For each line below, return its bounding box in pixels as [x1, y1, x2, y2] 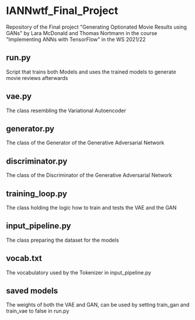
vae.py [6, 92, 32, 102]
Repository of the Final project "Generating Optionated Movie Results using [6, 23, 187, 30]
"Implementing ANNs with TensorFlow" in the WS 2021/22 [6, 36, 146, 43]
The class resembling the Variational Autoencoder [6, 107, 127, 114]
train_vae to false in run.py [6, 308, 69, 315]
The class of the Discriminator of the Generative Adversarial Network [6, 172, 172, 179]
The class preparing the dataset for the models [6, 236, 119, 244]
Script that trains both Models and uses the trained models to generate [6, 68, 176, 75]
